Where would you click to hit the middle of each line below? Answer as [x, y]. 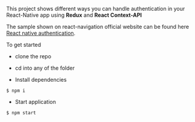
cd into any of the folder [45, 68]
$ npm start [21, 113]
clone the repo [33, 56]
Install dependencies [41, 80]
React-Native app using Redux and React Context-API [74, 15]
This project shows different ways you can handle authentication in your [96, 9]
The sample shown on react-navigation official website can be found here [98, 27]
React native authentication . [41, 33]
